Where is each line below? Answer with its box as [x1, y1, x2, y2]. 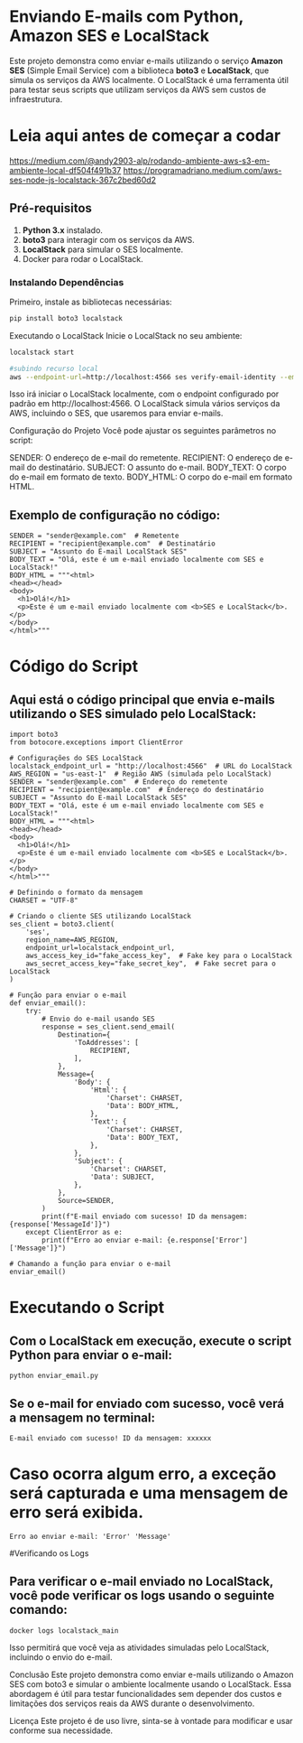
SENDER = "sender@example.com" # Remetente [9, 531, 179, 541]
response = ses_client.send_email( [41, 1022, 176, 1031]
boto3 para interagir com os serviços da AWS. [22, 234, 196, 245]
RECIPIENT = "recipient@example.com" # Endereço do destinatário [9, 786, 264, 795]
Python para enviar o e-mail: [9, 1347, 173, 1363]
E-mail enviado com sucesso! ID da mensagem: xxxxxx [9, 1434, 212, 1443]
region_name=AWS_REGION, [25, 936, 119, 945]
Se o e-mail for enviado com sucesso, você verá [9, 1395, 285, 1411]
